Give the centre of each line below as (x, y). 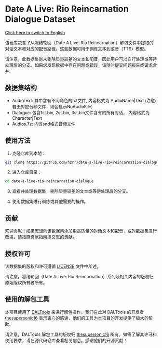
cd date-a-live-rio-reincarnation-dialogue (49, 181)
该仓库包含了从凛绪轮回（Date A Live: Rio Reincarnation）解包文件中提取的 (79, 43)
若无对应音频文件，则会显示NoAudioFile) (52, 106)
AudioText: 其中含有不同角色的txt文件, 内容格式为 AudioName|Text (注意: (84, 100)
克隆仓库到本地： (29, 153)
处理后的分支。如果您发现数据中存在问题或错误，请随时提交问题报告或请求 (79, 65)
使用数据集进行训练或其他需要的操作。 (50, 202)
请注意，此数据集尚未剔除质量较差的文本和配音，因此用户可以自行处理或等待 (81, 59)
